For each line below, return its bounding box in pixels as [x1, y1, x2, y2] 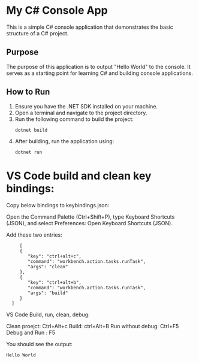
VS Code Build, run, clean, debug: [6, 311, 90, 318]
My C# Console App [6, 4, 108, 17]
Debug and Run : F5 [6, 329, 56, 336]
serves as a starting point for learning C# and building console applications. [6, 69, 194, 77]
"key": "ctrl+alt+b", [28, 279, 82, 285]
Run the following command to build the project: [14, 115, 134, 123]
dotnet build [14, 127, 48, 133]
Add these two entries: [6, 231, 62, 238]
